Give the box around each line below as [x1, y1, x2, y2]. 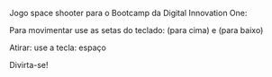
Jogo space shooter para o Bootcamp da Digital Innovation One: [9, 8, 248, 18]
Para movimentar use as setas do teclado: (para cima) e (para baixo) [9, 25, 264, 35]
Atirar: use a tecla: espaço [9, 42, 106, 53]
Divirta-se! [9, 60, 49, 70]
